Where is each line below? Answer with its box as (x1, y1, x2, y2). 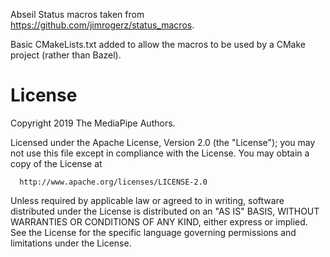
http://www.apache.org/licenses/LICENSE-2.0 (19, 177, 208, 187)
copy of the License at (10, 157, 103, 169)
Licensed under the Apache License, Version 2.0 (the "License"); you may (10, 136, 316, 148)
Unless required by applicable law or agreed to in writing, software (10, 194, 285, 206)
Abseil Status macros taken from (10, 9, 145, 20)
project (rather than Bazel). (10, 49, 122, 61)
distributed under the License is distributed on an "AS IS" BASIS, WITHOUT (10, 205, 320, 217)
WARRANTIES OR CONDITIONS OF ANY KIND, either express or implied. (10, 215, 308, 228)
